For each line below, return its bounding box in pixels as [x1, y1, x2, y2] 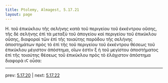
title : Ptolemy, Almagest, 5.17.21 [5, 7, 79, 12]
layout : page [5, 12, 32, 17]
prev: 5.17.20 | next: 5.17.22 [5, 72, 60, 78]
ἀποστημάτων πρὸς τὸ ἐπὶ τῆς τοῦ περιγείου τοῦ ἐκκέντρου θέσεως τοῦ [5, 41, 155, 47]
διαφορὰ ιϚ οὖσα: [5, 58, 42, 64]
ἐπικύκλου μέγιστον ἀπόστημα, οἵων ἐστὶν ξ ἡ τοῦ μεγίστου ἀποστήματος [5, 47, 158, 53]
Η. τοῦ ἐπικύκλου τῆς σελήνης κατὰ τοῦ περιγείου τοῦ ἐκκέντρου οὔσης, [5, 25, 157, 31]
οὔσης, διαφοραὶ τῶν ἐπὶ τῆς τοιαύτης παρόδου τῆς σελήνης [5, 36, 133, 42]
